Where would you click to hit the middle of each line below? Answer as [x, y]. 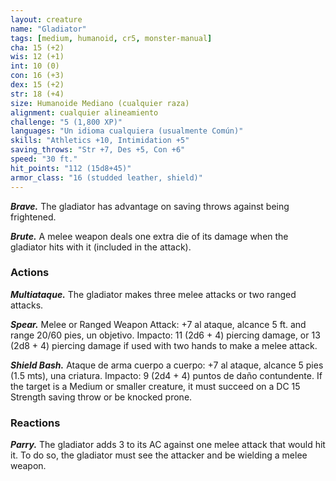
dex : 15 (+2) [37, 85]
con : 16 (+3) [37, 76]
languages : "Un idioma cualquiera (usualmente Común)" [127, 131]
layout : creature [46, 19]
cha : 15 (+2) [37, 47]
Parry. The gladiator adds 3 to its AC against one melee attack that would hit [168, 445]
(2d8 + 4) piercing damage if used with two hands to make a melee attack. [164, 345]
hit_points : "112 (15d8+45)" [71, 168]
